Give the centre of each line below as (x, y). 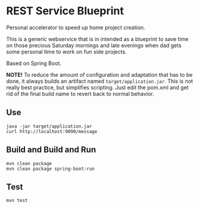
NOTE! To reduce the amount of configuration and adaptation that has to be (99, 74)
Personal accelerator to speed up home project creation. (76, 27)
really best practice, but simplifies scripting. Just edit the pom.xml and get (97, 87)
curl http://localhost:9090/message (52, 131)
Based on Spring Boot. (34, 63)
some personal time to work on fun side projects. (67, 51)
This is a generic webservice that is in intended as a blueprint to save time (97, 39)
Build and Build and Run (51, 150)
